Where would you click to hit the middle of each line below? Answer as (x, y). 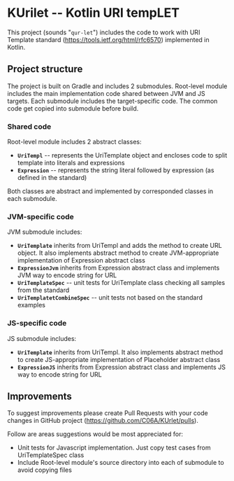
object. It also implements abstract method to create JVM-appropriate (118, 253)
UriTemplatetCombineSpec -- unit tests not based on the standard (110, 298)
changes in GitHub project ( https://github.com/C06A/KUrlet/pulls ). (103, 421)
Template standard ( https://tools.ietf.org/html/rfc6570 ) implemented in (108, 39)
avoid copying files (44, 470)
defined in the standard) (52, 178)
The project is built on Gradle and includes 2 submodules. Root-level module (117, 86)
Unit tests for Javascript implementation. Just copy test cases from (114, 448)
